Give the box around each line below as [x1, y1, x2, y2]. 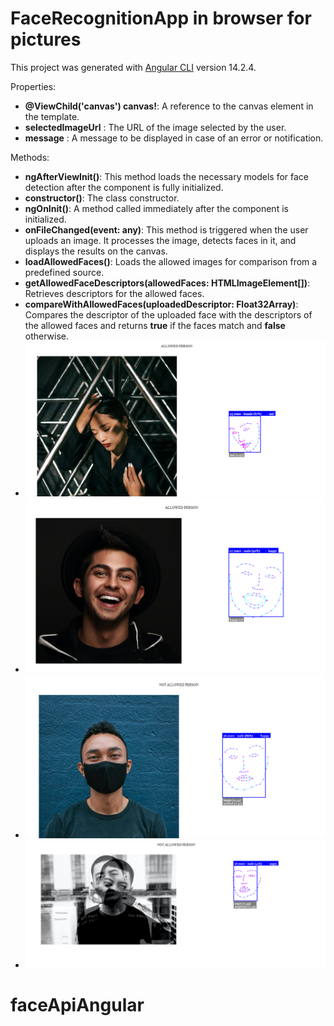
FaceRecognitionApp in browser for [10, 7, 312, 30]
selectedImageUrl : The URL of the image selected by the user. [24, 121, 287, 133]
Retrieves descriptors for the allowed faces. [24, 287, 205, 299]
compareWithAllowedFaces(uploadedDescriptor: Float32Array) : [24, 298, 299, 310]
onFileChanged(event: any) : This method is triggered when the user [24, 223, 309, 236]
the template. [24, 110, 80, 122]
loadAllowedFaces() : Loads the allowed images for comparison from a [24, 255, 318, 267]
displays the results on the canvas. [24, 245, 168, 257]
